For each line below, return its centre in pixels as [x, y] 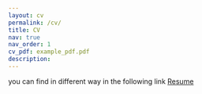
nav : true [24, 37]
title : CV [24, 30]
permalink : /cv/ [35, 23]
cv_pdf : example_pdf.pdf [49, 52]
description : [30, 60]
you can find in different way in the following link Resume [101, 81]
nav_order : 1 [30, 45]
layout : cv [26, 15]
